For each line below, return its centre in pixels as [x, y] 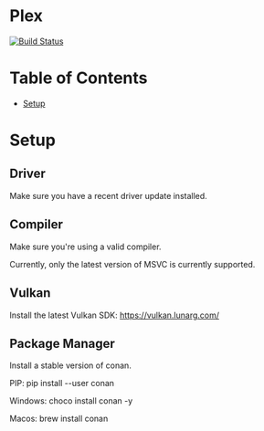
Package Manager [63, 343]
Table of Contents [79, 78]
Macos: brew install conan [59, 419]
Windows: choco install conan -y [71, 401]
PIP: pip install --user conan [62, 384]
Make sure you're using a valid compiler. [85, 247]
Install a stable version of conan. [71, 365]
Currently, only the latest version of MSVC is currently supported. [132, 264]
